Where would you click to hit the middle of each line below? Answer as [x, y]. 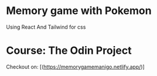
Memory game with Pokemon [79, 11]
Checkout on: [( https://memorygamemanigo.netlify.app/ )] [75, 67]
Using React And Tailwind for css [46, 27]
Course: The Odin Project [69, 51]
